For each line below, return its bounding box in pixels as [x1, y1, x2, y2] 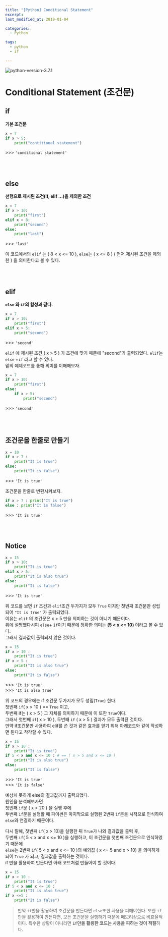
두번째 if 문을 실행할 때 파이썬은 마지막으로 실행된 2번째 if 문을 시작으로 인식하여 [5, 811, 163, 817]
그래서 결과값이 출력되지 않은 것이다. [5, 634, 76, 640]
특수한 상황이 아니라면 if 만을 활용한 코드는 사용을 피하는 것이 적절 [28, 920, 157, 926]
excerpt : [5, 12, 24, 17]
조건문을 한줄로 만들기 [5, 436, 69, 445]
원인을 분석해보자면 [5, 798, 43, 804]
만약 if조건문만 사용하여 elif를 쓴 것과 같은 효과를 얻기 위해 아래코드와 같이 [5, 723, 150, 729]
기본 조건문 [5, 121, 27, 127]
